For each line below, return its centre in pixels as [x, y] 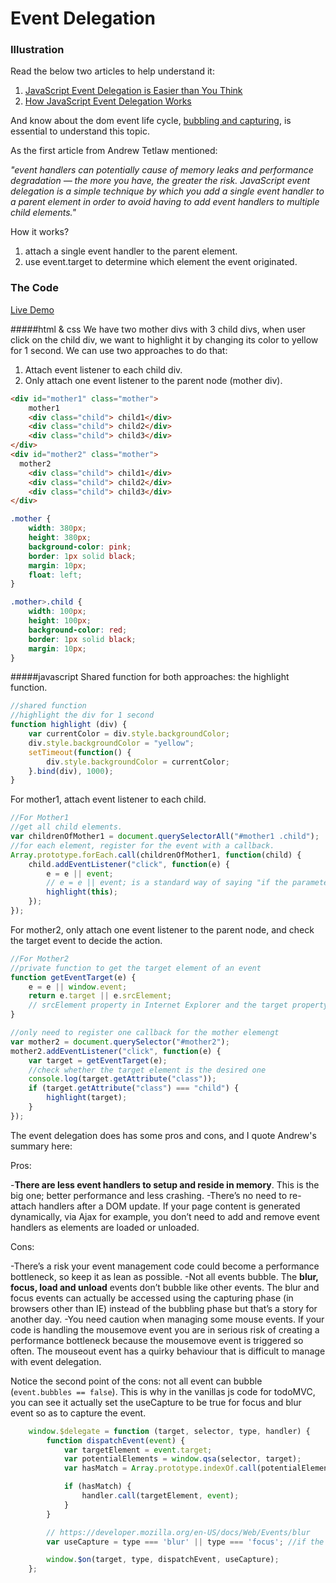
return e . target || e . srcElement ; [100, 996]
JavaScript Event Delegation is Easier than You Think [133, 91]
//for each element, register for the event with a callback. [142, 845]
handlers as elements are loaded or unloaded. [105, 1227]
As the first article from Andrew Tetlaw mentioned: [114, 151]
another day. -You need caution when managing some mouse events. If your [167, 1319]
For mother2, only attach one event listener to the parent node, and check [162, 929]
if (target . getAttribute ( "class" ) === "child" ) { [134, 1088]
